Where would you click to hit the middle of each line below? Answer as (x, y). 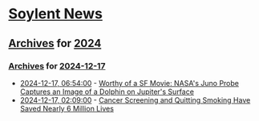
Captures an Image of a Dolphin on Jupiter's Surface (107, 92)
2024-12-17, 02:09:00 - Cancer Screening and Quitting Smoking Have (135, 100)
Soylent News (55, 14)
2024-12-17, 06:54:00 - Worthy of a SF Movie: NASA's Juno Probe (129, 83)
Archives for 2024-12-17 (57, 66)
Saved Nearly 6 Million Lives (67, 108)
